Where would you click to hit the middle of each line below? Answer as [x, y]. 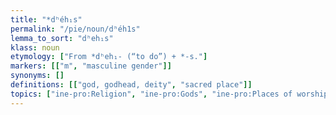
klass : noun [35, 47]
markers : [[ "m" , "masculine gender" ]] [91, 66]
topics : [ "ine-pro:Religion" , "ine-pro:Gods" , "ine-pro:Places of [151, 94]
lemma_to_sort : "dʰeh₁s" [62, 38]
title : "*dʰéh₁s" [46, 19]
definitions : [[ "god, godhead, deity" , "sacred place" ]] [131, 85]
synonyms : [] [37, 76]
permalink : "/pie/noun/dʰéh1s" [75, 29]
